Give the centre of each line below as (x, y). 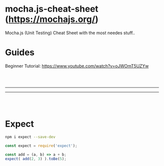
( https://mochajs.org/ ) (52, 19)
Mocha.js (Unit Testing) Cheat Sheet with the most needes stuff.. (70, 33)
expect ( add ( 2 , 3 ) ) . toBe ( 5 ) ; (36, 159)
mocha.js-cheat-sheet (52, 9)
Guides (20, 53)
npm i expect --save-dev (30, 137)
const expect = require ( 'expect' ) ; (41, 146)
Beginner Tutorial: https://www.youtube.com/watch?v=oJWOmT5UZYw (77, 66)
